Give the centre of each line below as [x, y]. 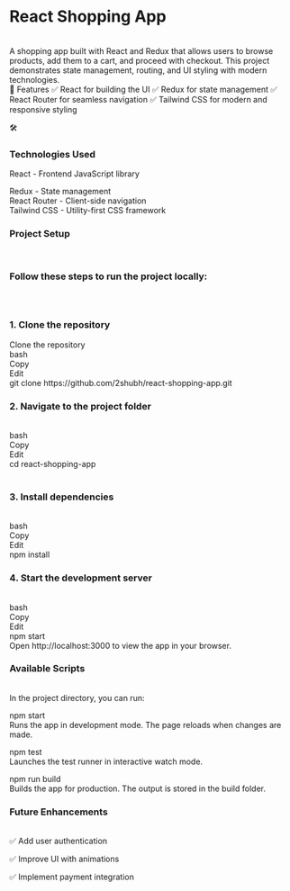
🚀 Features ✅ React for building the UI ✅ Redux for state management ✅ [143, 89]
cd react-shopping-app [53, 463]
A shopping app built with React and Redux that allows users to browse [141, 50]
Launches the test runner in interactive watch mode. [106, 761]
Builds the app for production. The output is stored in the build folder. [137, 788]
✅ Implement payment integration [72, 877]
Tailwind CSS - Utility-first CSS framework [88, 211]
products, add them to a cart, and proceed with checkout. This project [140, 60]
